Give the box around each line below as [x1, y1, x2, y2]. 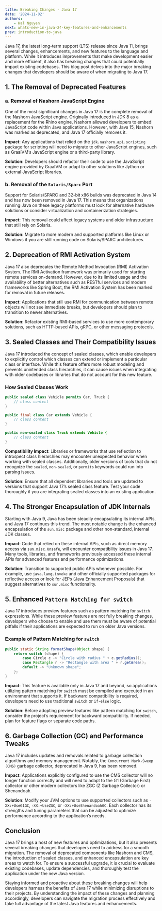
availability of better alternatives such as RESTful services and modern [5, 279, 146, 285]
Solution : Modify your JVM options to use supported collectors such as [5, 797, 148, 803]
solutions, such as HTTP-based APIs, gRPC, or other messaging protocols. [5, 324, 154, 330]
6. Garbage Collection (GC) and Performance [5, 732, 144, 740]
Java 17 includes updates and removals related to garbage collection [5, 752, 142, 758]
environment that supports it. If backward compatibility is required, [5, 693, 138, 698]
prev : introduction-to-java [5, 30, 62, 35]
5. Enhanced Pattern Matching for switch [5, 595, 133, 603]
